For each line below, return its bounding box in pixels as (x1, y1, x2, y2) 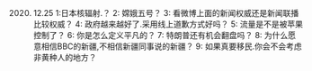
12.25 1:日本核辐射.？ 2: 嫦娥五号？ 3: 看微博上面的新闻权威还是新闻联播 (32, 8, 299, 18)
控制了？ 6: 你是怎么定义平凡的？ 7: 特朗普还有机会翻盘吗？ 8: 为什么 (32, 30, 289, 40)
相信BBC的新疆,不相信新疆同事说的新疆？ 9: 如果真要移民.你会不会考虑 (40, 41, 302, 51)
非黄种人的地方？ (32, 52, 97, 62)
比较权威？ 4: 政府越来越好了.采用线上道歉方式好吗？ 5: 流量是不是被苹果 (32, 19, 303, 29)
